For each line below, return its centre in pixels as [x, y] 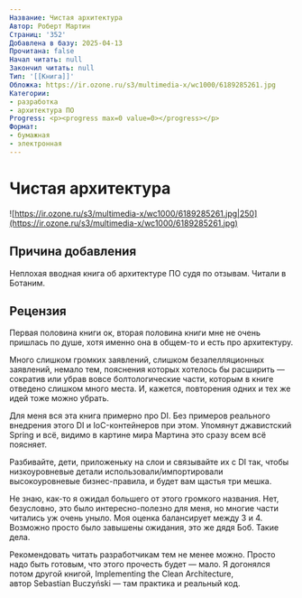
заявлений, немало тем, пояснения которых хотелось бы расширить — [147, 369]
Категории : [30, 93]
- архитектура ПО [42, 110]
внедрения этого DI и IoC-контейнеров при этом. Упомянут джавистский [151, 425]
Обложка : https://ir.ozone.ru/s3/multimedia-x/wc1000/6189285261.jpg [143, 85]
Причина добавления [73, 252]
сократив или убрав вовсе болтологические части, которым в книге [142, 379]
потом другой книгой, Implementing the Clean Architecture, [122, 574]
